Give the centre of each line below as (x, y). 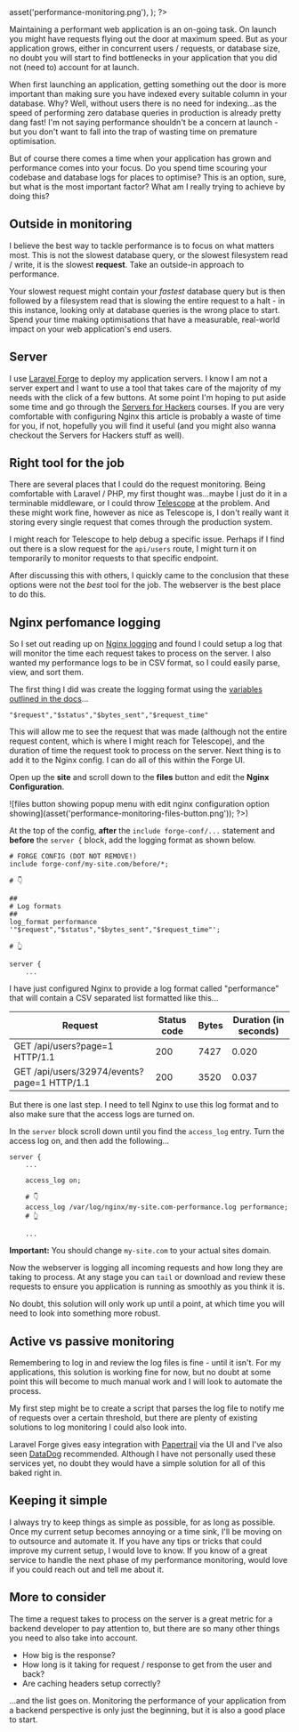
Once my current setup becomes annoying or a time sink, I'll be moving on (145, 1531)
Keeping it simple (58, 1501)
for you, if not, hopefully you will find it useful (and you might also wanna (143, 425)
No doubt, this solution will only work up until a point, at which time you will (147, 1304)
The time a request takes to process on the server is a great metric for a (141, 1619)
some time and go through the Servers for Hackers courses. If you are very (147, 407)
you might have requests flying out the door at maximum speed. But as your (148, 39)
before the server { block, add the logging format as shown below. (133, 840)
